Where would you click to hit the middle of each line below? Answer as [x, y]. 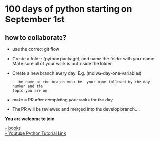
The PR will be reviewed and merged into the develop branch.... [76, 109]
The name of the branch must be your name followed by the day [83, 82]
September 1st [35, 19]
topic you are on [30, 91]
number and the [28, 86]
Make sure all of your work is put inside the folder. [62, 64]
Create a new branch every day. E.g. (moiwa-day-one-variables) [77, 73]
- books [13, 128]
